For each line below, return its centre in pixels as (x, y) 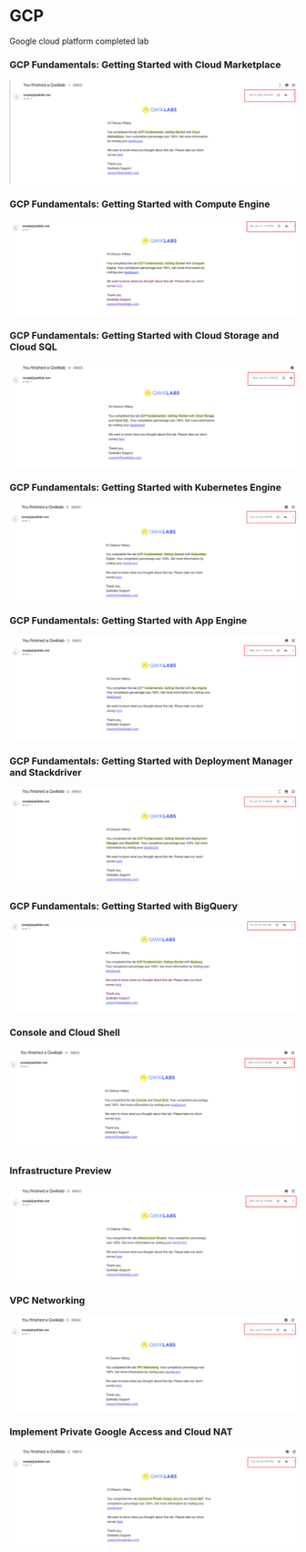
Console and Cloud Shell (65, 1032)
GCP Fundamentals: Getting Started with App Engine (128, 620)
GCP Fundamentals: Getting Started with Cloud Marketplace (145, 65)
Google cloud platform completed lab (79, 41)
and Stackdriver (46, 772)
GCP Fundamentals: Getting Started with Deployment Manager (151, 761)
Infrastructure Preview (61, 1171)
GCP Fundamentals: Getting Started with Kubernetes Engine (146, 487)
